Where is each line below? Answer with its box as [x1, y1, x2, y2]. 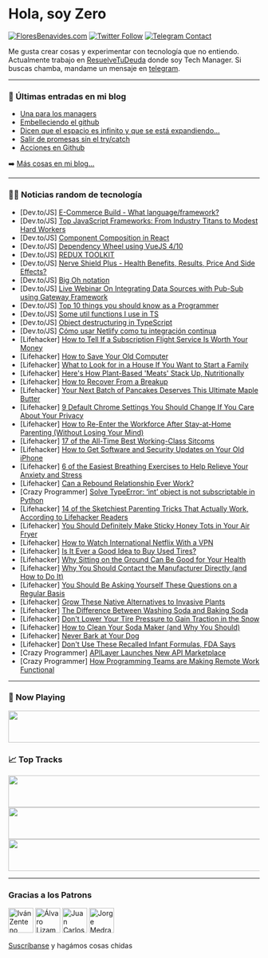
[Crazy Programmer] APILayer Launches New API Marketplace [19, 647, 227, 658]
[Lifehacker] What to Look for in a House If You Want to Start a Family [19, 359, 249, 369]
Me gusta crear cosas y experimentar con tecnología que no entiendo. [8, 46, 239, 56]
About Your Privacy [19, 410, 84, 420]
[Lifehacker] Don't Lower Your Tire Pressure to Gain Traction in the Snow [19, 614, 260, 623]
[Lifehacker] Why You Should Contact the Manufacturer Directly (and [19, 563, 247, 572]
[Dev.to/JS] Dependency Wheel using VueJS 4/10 [19, 241, 183, 251]
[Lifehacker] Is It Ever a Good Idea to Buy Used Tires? [19, 546, 197, 556]
